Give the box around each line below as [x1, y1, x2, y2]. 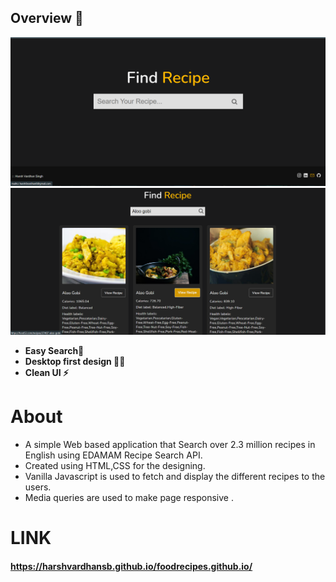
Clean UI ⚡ [24, 366, 70, 378]
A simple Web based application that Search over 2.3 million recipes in [24, 438, 316, 450]
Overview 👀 [10, 10, 84, 27]
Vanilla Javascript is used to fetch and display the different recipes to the [24, 470, 326, 482]
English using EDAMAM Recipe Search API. [24, 449, 203, 461]
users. [24, 481, 52, 493]
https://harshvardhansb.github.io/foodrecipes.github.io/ [10, 560, 253, 572]
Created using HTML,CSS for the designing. [24, 459, 206, 471]
